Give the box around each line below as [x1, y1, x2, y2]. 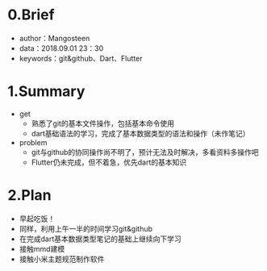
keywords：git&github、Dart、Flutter [19, 53, 143, 63]
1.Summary [7, 82, 86, 101]
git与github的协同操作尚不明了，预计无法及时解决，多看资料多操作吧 [31, 147, 259, 156]
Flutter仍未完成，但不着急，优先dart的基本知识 [31, 157, 187, 167]
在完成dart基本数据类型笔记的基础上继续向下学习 [19, 234, 182, 244]
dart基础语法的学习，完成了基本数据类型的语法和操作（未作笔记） [31, 128, 251, 138]
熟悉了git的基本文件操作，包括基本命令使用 [31, 119, 175, 128]
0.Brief [7, 6, 55, 24]
